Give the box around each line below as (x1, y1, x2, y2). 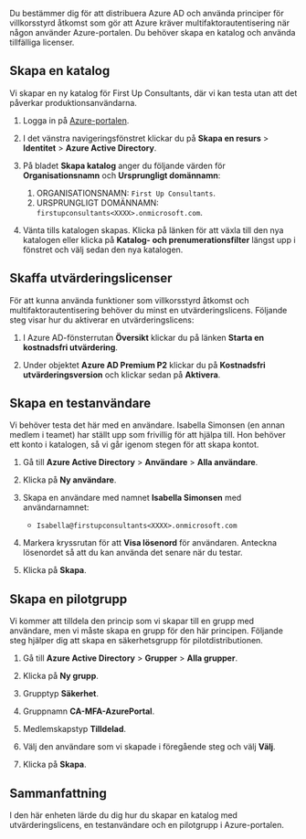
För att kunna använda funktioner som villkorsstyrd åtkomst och (9, 294, 249, 305)
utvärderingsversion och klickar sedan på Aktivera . (22, 369, 221, 380)
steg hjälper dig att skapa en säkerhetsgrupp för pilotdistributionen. (9, 635, 263, 646)
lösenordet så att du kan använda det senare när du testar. (22, 547, 244, 558)
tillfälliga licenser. (9, 37, 75, 48)
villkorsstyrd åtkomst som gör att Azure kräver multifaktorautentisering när (9, 17, 290, 28)
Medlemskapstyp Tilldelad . (22, 724, 126, 735)
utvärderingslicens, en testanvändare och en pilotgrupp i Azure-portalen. (9, 820, 285, 831)
